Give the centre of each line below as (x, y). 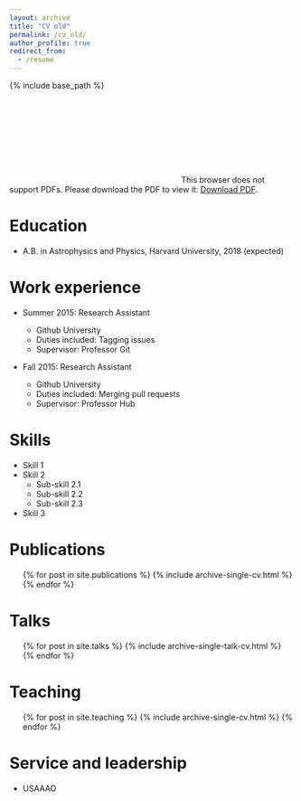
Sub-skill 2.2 (60, 494)
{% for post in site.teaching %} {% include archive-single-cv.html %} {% (158, 717)
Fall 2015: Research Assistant (77, 366)
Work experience (75, 288)
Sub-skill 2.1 (58, 484)
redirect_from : (38, 52)
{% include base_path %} (57, 85)
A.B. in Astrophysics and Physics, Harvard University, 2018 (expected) (153, 250)
